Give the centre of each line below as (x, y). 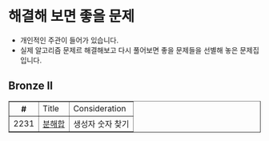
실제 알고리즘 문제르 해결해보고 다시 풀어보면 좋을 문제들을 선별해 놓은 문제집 (140, 50)
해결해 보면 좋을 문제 (71, 16)
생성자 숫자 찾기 (101, 123)
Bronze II (31, 86)
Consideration (100, 108)
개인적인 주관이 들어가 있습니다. (69, 40)
